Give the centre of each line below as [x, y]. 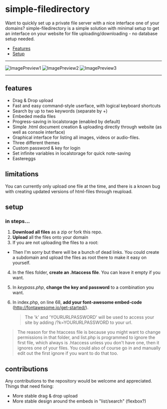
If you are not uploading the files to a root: [55, 243]
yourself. [21, 263]
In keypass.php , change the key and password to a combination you [83, 288]
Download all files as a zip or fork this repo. [57, 232]
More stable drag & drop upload [45, 396]
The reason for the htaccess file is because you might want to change [89, 332]
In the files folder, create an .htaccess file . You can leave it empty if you [86, 273]
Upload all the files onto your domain [50, 237]
